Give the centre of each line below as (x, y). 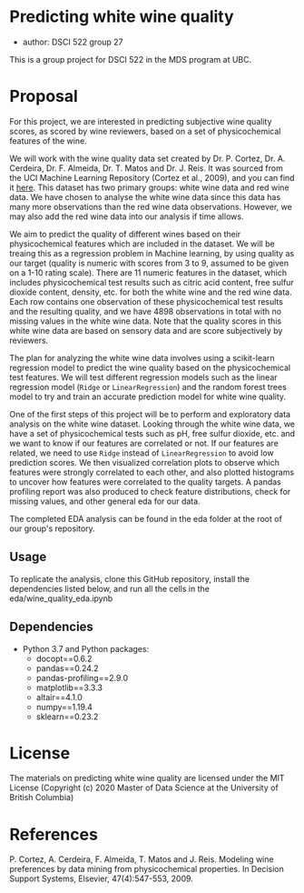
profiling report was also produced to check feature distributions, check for (150, 491)
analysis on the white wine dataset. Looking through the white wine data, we (152, 424)
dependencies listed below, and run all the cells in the (110, 588)
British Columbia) (42, 798)
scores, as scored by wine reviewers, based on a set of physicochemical (145, 131)
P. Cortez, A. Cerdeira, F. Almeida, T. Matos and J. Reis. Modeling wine (142, 859)
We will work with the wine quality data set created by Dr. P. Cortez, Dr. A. (147, 158)
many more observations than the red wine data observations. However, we (151, 206)
